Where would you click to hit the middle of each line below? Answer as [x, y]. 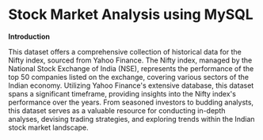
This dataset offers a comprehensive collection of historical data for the [125, 51]
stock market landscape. [48, 127]
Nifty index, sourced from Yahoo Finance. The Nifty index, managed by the [130, 60]
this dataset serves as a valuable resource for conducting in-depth [117, 110]
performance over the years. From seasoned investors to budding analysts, [131, 102]
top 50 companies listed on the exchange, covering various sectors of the [129, 77]
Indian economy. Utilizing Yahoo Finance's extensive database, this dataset [131, 85]
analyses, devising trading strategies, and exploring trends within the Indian [131, 119]
